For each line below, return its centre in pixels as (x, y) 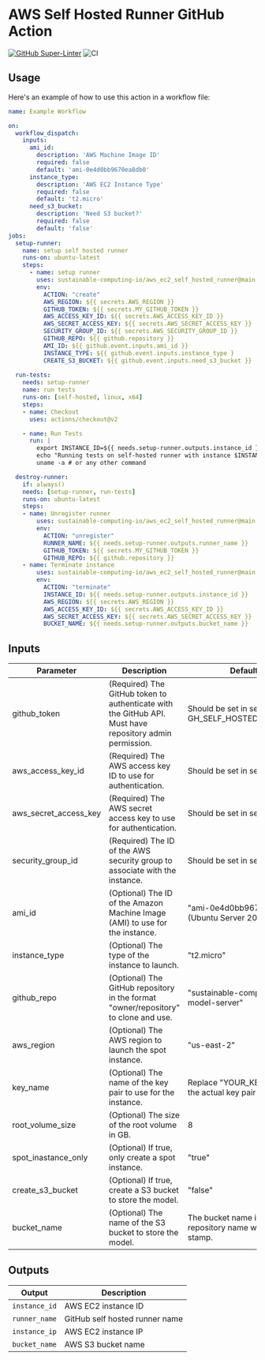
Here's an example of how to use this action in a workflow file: (109, 97)
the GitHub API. (137, 714)
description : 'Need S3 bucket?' (90, 214)
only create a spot (142, 1158)
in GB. (120, 1135)
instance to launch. (144, 965)
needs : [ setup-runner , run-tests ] (79, 492)
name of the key (139, 1083)
